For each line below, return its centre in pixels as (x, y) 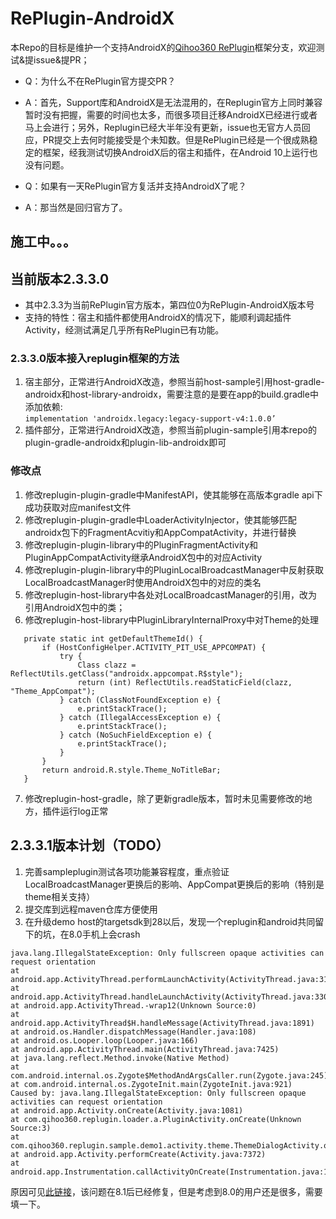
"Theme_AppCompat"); (53, 691)
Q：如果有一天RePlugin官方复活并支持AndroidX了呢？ (135, 186)
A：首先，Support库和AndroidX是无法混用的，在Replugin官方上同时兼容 (173, 102)
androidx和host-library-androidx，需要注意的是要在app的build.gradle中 (171, 394)
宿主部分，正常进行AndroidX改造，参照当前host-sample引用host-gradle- (174, 382)
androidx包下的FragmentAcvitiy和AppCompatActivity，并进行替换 (160, 532)
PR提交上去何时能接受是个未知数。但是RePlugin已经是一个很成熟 (176, 139)
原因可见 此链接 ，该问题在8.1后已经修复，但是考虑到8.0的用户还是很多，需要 (166, 1191)
